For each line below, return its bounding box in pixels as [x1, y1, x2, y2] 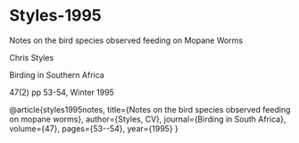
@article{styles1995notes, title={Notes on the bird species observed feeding [9, 104, 291, 114]
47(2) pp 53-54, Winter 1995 [9, 87, 114, 97]
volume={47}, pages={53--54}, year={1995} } [9, 122, 179, 134]
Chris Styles [9, 52, 54, 63]
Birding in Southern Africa [9, 69, 104, 80]
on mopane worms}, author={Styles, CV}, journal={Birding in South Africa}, [9, 114, 287, 124]
